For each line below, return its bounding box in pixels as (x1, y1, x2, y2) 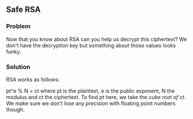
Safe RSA (6, 5, 41, 15)
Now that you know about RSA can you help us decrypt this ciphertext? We (6, 35, 187, 43)
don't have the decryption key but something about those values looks (6, 42, 176, 49)
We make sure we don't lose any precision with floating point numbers (6, 100, 176, 107)
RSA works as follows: (6, 76, 60, 83)
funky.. (6, 48, 23, 55)
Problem (6, 22, 31, 30)
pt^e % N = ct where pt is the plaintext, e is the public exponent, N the (6, 87, 175, 94)
